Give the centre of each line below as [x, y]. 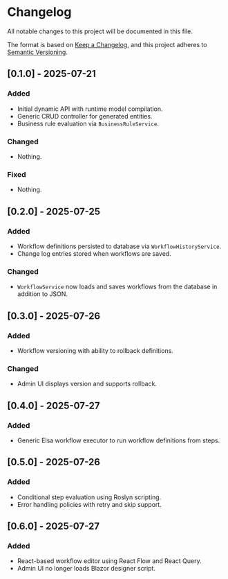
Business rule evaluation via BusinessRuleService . [88, 123]
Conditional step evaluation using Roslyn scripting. [89, 497]
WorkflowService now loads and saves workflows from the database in [117, 287]
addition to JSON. [42, 294]
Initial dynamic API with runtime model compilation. [90, 109]
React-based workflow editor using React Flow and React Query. [109, 561]
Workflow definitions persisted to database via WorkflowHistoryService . [119, 246]
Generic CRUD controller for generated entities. [85, 116]
